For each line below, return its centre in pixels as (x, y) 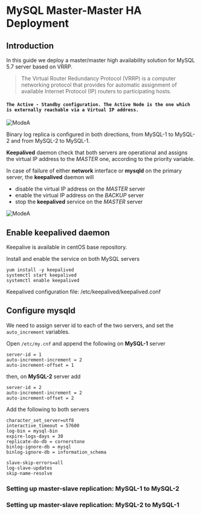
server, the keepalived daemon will (50, 177)
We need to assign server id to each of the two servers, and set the (90, 325)
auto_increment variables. (38, 332)
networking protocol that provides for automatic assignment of (99, 85)
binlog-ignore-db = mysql (39, 447)
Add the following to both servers (48, 409)
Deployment (38, 23)
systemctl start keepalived (42, 275)
